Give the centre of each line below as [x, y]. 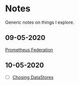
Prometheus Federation [29, 49]
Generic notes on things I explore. [40, 22]
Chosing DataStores [33, 77]
